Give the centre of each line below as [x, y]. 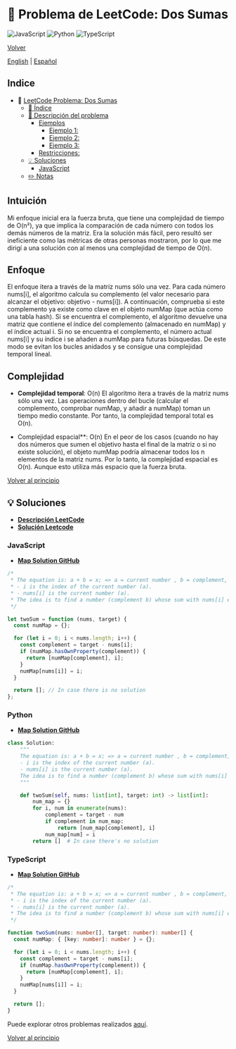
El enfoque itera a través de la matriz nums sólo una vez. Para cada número [117, 287]
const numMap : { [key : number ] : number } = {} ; [85, 940]
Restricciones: [59, 153]
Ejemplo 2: [64, 137]
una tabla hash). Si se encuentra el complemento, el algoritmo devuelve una [117, 317]
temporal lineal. [29, 354]
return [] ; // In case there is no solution [80, 690]
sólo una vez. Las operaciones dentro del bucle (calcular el [103, 401]
